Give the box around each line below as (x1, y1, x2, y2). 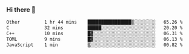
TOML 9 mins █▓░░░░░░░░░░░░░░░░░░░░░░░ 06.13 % (6, 36, 183, 42)
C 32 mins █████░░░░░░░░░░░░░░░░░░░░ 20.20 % (6, 25, 183, 31)
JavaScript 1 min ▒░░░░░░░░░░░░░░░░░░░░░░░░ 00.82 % (6, 42, 183, 48)
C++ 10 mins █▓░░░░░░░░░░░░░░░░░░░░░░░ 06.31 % (6, 30, 183, 37)
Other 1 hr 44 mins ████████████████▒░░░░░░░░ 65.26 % (6, 19, 183, 25)
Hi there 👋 (6, 5, 36, 14)
